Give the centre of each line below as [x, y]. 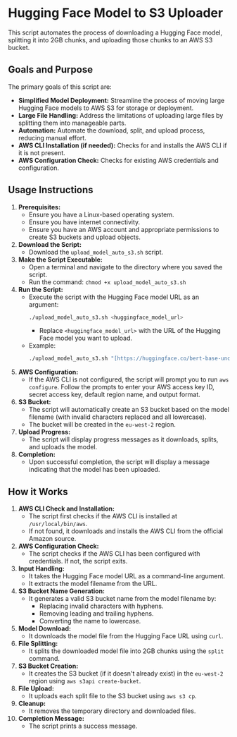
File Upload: [36, 688]
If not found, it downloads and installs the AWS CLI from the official [126, 531]
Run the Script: [40, 289]
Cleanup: [32, 704]
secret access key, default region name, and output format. [114, 395]
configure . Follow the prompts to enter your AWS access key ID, [122, 387]
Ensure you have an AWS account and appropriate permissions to [124, 229]
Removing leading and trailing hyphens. [96, 614]
